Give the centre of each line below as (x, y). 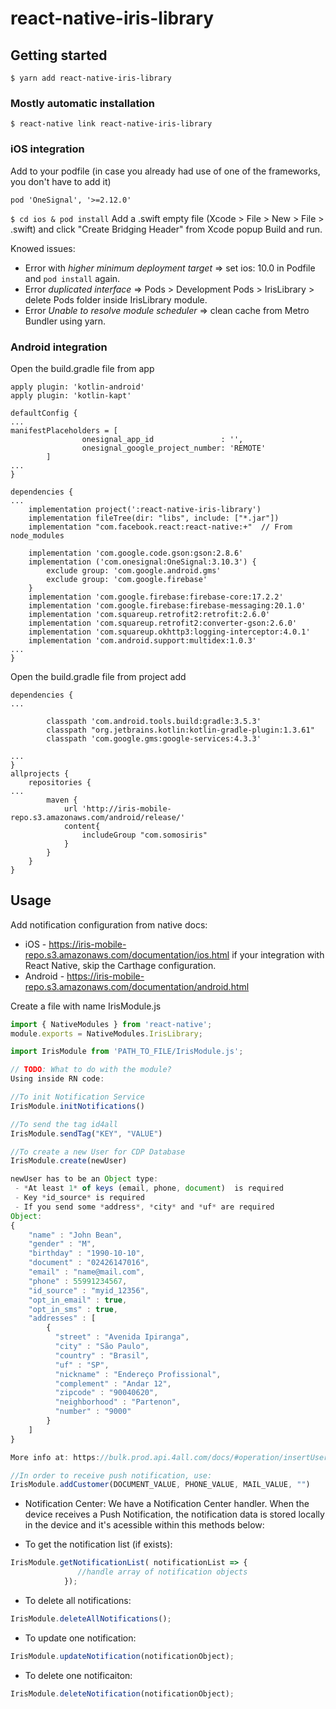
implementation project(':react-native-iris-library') (145, 509)
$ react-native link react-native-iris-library (111, 124)
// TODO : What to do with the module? (91, 1070)
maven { (62, 800)
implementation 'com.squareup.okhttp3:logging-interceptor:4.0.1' (169, 632)
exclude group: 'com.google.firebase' (127, 579)
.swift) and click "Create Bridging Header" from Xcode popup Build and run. (166, 229)
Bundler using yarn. (65, 321)
